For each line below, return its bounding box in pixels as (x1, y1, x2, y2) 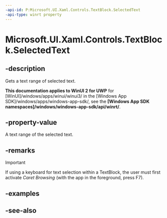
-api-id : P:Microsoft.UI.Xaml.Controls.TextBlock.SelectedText (5, 7, 141, 13)
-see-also (5, 206, 37, 214)
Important (5, 160, 26, 166)
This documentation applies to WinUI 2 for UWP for (5, 88, 114, 94)
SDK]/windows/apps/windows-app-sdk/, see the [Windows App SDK (5, 98, 150, 104)
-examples (5, 189, 40, 198)
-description (5, 64, 45, 73)
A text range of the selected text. (5, 131, 73, 137)
